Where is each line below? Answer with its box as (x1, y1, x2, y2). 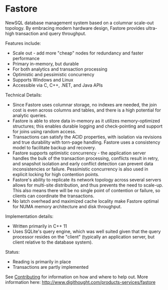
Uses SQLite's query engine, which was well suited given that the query (12, 228, 161, 235)
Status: (5, 249, 20, 255)
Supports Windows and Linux (12, 77, 74, 83)
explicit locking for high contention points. (12, 171, 99, 177)
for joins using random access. (12, 128, 77, 134)
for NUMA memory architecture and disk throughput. (12, 203, 122, 209)
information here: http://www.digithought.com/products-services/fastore (5, 279, 156, 285)
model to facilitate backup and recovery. (12, 144, 96, 150)
